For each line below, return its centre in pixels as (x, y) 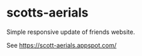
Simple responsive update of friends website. (71, 32)
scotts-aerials (48, 13)
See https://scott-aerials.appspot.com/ (62, 45)
